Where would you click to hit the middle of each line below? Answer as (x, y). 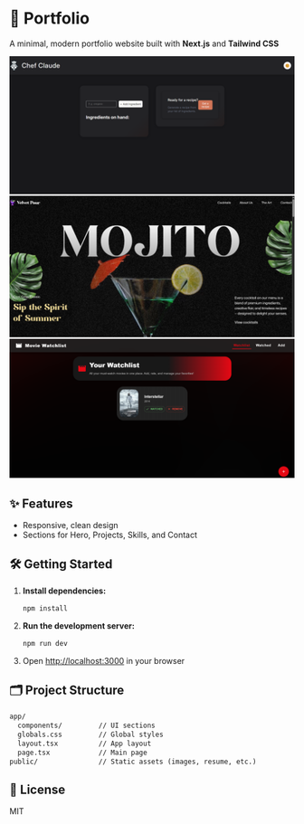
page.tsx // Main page (82, 753)
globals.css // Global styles (91, 735)
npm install (45, 608)
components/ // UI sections (86, 726)
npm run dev (45, 643)
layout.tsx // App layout (85, 744)
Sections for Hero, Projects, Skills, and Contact (109, 535)
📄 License (38, 789)
